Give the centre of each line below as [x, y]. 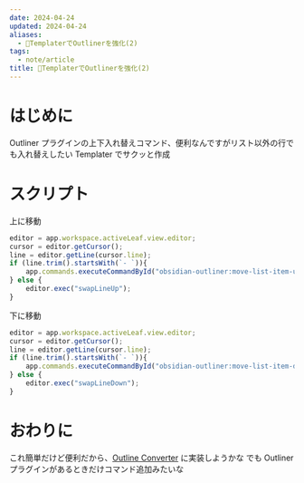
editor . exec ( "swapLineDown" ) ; [83, 383]
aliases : [26, 34]
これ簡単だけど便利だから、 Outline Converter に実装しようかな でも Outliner [152, 458]
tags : [19, 52]
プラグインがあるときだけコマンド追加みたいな [96, 469]
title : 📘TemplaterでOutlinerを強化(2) [80, 69]
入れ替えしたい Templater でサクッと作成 [93, 154]
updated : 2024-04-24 [48, 26]
